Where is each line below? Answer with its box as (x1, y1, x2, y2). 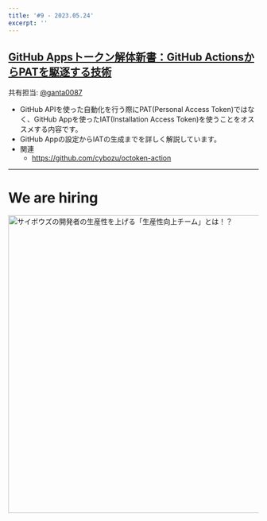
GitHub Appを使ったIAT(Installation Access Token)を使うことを (33, 114, 241, 124)
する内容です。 (33, 125, 83, 134)
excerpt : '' (8, 19, 48, 27)
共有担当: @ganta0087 (8, 88, 83, 98)
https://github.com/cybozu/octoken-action (31, 153, 172, 163)
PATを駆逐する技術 (18, 65, 112, 79)
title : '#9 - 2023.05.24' (8, 11, 94, 20)
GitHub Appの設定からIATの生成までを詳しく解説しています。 (19, 134, 221, 144)
